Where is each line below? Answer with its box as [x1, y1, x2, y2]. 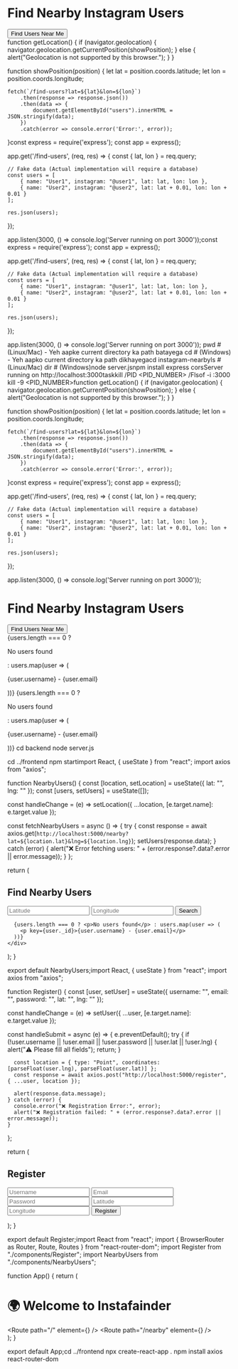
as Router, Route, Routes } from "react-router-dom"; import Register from [7, 1242, 222, 1251]
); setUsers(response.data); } [131, 836, 217, 845]
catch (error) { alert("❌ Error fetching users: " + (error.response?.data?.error [7, 844, 230, 852]
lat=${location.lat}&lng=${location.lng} [7, 837, 132, 845]
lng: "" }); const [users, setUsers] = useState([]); [7, 786, 149, 795]
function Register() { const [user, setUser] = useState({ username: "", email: [7, 987, 229, 995]
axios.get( [7, 829, 37, 837]
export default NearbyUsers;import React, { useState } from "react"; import [7, 966, 227, 974]
